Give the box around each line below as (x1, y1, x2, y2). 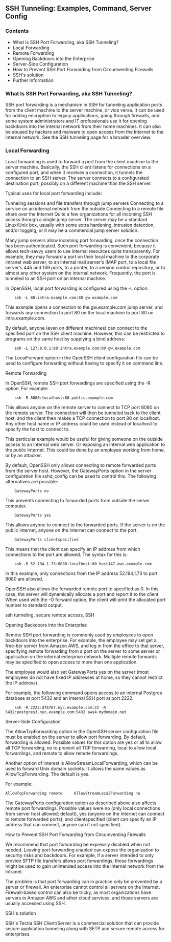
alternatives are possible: (5, 479, 59, 485)
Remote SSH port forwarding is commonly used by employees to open (5, 632, 154, 638)
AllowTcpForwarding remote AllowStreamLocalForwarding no (5, 791, 140, 796)
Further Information (12, 77, 54, 83)
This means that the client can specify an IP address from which (5, 546, 140, 552)
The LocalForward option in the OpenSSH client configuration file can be (5, 355, 158, 361)
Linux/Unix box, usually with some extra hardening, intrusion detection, (5, 222, 155, 228)
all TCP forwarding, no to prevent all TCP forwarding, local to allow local (5, 745, 157, 751)
